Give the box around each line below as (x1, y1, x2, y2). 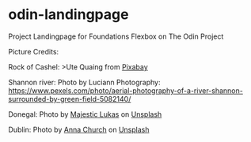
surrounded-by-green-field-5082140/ (8, 94, 131, 103)
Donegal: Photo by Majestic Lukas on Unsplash (8, 109, 162, 119)
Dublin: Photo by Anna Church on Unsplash (8, 125, 150, 134)
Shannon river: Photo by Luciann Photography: (8, 77, 161, 87)
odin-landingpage (8, 6, 129, 24)
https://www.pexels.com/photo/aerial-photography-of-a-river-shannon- (8, 85, 243, 95)
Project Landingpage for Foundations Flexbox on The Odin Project (8, 32, 224, 41)
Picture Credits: (8, 47, 59, 56)
